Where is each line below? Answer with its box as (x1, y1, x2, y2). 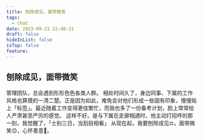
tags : (6, 14, 20, 21)
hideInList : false (6, 37, 53, 43)
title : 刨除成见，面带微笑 (6, 8, 66, 15)
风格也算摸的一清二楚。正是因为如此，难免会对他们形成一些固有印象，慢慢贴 (6, 97, 197, 104)
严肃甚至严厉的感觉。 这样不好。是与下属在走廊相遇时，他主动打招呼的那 (11, 112, 193, 119)
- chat (11, 20, 28, 26)
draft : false (6, 31, 39, 37)
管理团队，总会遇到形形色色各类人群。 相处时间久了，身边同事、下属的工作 (6, 89, 193, 97)
